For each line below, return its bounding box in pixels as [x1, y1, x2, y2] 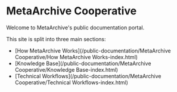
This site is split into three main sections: [6, 35, 106, 42]
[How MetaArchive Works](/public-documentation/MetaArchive [14, 47, 171, 54]
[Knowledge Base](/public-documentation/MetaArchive [14, 60, 151, 67]
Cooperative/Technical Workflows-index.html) [14, 79, 128, 86]
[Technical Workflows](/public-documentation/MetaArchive [14, 72, 162, 79]
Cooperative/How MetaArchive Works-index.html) [14, 53, 138, 60]
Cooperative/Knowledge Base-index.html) [14, 66, 118, 73]
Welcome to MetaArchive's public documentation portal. [6, 24, 145, 31]
